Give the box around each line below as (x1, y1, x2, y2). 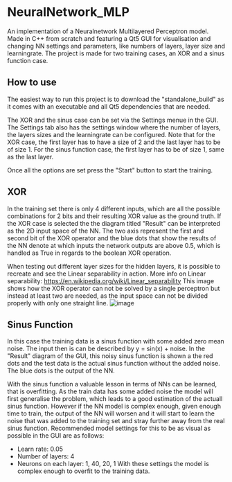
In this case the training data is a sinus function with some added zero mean (7, 337, 225, 346)
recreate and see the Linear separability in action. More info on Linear (7, 269, 206, 278)
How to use (7, 77, 57, 89)
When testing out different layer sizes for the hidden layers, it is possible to (7, 262, 221, 270)
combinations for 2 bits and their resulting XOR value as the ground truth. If (7, 212, 222, 220)
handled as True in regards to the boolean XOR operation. (7, 249, 172, 257)
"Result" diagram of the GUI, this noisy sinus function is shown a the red (7, 352, 213, 360)
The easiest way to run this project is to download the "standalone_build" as (7, 95, 224, 103)
